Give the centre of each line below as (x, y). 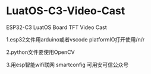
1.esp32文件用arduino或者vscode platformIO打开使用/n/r (75, 39)
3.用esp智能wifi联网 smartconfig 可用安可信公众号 (67, 65)
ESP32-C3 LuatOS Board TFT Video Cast (56, 27)
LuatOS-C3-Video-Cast (66, 11)
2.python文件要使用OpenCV (41, 52)
